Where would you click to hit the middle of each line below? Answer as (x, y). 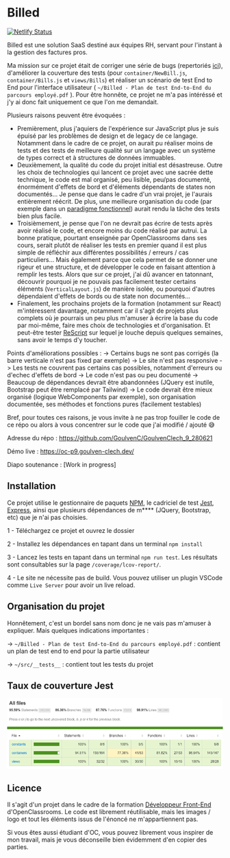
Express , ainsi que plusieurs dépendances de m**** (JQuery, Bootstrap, (109, 510)
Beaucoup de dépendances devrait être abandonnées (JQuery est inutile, (111, 382)
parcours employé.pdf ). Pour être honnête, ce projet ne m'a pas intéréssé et (115, 95)
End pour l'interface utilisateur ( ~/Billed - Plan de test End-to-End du (109, 87)
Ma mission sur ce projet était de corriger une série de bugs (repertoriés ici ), (115, 65)
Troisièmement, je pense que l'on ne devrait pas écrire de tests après (115, 223)
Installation (31, 486)
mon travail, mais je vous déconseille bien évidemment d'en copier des (107, 840)
